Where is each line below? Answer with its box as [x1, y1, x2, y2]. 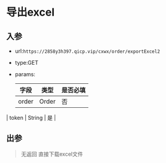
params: [14, 71, 36, 78]
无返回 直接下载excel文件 [20, 150, 83, 158]
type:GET [14, 59, 39, 66]
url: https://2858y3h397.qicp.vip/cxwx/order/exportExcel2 [14, 47, 161, 55]
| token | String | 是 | [6, 114, 56, 121]
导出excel [6, 5, 55, 19]
